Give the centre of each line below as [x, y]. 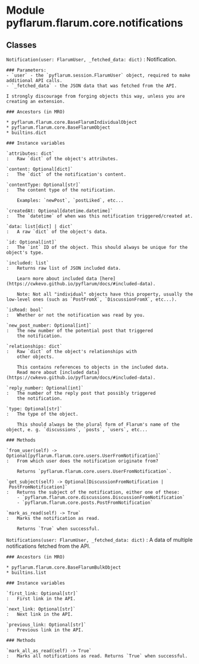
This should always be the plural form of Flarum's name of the [98, 425]
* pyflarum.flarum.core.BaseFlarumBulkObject [63, 568]
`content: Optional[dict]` [40, 169]
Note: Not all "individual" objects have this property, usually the [105, 294]
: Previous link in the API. [45, 630]
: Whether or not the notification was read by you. [76, 315]
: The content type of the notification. [61, 190]
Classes [21, 45]
